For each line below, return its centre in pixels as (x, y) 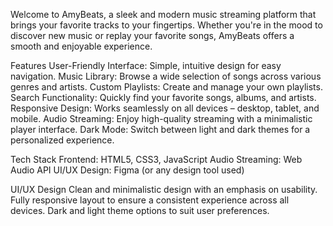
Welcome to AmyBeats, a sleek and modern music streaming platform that (163, 14)
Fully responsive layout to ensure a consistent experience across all (150, 200)
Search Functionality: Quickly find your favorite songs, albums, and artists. (163, 97)
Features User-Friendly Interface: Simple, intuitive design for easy (146, 65)
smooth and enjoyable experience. (81, 46)
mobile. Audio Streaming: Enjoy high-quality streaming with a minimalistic (161, 118)
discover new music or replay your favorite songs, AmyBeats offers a (152, 35)
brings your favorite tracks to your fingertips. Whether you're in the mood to (166, 25)
